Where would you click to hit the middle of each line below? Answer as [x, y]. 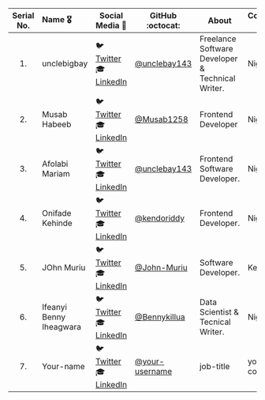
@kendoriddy [160, 218]
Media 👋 [112, 25]
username [153, 371]
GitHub [163, 15]
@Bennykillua [160, 317]
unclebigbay [65, 64]
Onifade [57, 213]
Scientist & [219, 312]
